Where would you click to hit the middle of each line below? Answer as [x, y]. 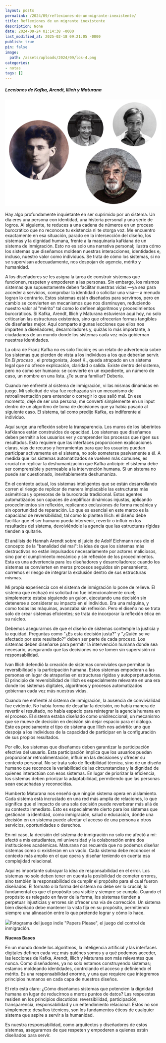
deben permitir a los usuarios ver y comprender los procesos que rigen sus [82, 437]
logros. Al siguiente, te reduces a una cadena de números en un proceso [79, 225]
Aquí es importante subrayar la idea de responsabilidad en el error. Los [78, 871]
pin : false [16, 47]
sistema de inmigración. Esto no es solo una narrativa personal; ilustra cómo [83, 246]
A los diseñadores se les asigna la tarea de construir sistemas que [73, 277]
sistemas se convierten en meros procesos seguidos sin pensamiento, [77, 567]
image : [12, 52]
